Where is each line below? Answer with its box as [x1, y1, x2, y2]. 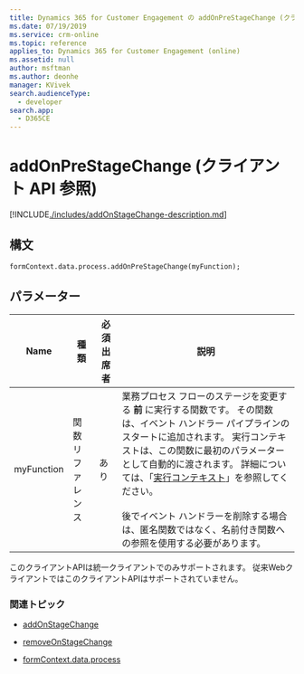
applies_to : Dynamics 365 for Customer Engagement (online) [9, 47, 242, 56]
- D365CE [17, 114, 51, 123]
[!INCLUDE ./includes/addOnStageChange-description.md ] [9, 209, 228, 220]
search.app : [9, 106, 54, 115]
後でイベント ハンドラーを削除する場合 [121, 509, 288, 522]
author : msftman [9, 64, 71, 73]
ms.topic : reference [9, 38, 88, 48]
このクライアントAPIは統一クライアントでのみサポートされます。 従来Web [9, 562, 286, 573]
